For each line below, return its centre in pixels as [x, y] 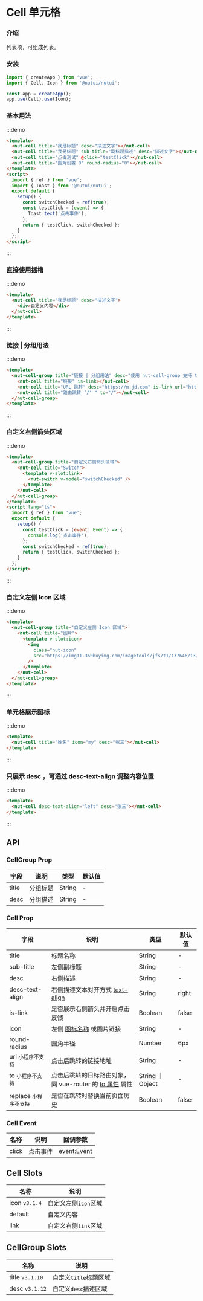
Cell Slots [25, 1173]
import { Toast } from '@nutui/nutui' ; [62, 186]
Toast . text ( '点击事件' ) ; [57, 213]
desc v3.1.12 [28, 1288]
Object [148, 1083]
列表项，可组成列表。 [33, 47]
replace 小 [24, 1096]
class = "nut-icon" [55, 650]
